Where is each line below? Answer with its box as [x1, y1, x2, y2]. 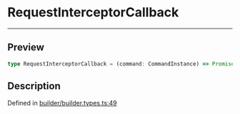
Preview [7, 41, 45, 53]
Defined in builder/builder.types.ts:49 [7, 99, 117, 108]
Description [7, 80, 61, 93]
